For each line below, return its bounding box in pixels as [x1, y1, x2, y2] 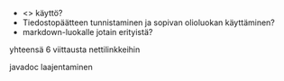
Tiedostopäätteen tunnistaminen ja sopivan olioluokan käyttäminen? [22, 17, 275, 28]
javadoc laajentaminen [9, 62, 93, 72]
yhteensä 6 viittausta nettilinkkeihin [9, 44, 141, 55]
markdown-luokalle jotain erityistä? [22, 27, 153, 37]
